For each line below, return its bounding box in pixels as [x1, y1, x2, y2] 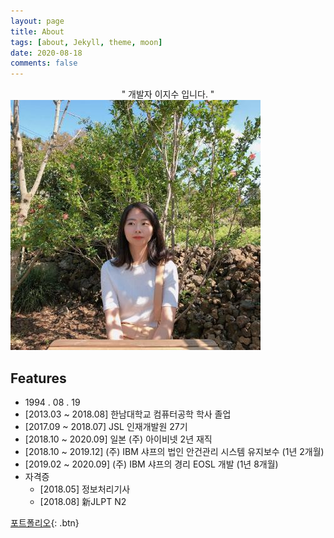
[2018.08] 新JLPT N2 [39, 495, 127, 507]
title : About [10, 26, 65, 37]
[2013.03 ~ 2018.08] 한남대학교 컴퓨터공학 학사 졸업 [24, 408, 232, 420]
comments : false [10, 58, 78, 69]
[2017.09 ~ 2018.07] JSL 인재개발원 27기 [24, 420, 188, 432]
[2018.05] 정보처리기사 [39, 483, 131, 495]
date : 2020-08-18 [10, 48, 83, 58]
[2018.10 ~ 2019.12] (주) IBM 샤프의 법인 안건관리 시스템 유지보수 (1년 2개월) [24, 445, 325, 457]
